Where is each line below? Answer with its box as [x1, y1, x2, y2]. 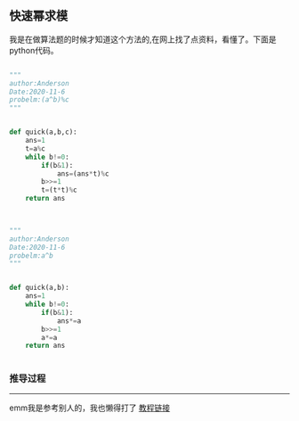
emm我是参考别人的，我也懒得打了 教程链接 [9, 402, 171, 413]
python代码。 [9, 45, 59, 55]
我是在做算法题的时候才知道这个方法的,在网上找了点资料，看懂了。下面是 [9, 34, 278, 45]
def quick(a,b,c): [9, 128, 77, 136]
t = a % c [25, 144, 46, 153]
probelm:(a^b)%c [9, 95, 69, 104]
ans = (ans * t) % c [56, 169, 109, 178]
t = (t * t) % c [41, 186, 77, 194]
